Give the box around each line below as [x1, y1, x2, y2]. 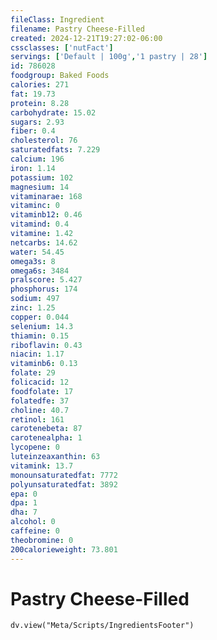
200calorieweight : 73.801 [10, 544, 118, 555]
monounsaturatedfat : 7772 [10, 470, 118, 480]
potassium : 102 [10, 172, 74, 183]
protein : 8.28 [10, 98, 70, 108]
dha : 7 [10, 507, 38, 518]
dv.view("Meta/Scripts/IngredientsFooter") [10, 621, 195, 631]
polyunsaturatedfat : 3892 [10, 479, 118, 490]
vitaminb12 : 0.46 [10, 210, 83, 220]
